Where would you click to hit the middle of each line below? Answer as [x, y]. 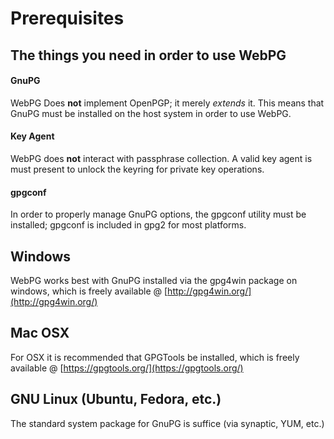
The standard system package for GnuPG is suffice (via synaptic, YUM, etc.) [167, 423]
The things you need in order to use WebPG [148, 55]
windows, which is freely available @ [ [89, 291]
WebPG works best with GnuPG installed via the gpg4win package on [154, 280]
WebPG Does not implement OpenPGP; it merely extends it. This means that [167, 103]
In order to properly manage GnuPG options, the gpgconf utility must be [158, 214]
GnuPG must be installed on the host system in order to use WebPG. [151, 113]
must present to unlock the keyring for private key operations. [137, 169]
